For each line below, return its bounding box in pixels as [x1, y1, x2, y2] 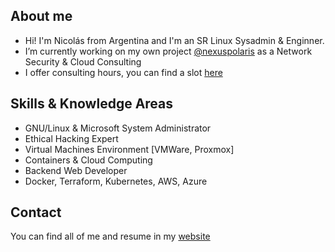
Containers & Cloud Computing [24, 154, 153, 166]
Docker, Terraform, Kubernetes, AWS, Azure [24, 175, 208, 187]
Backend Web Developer [24, 164, 128, 176]
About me [10, 8, 73, 25]
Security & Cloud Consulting [24, 55, 142, 68]
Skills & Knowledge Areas [10, 95, 174, 113]
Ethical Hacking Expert [24, 132, 119, 144]
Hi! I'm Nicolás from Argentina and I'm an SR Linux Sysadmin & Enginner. [24, 34, 325, 46]
